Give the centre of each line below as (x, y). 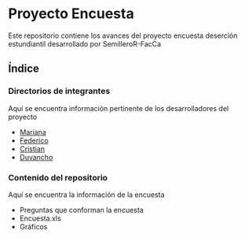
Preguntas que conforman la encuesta (81, 210)
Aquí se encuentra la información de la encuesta (86, 195)
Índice (24, 69)
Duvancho (36, 157)
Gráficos (33, 226)
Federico (34, 140)
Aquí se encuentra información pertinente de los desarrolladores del (119, 108)
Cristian (32, 149)
